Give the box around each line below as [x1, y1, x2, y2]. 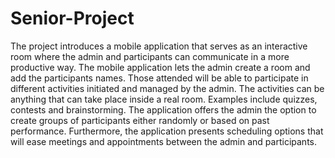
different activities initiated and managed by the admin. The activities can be [10, 82, 325, 94]
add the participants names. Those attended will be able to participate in [10, 72, 309, 84]
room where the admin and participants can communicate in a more [10, 50, 290, 62]
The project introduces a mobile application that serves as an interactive [10, 40, 308, 52]
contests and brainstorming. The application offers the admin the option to [10, 103, 317, 116]
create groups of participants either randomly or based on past [10, 114, 270, 126]
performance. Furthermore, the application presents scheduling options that [10, 125, 324, 137]
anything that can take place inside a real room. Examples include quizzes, [10, 93, 318, 105]
